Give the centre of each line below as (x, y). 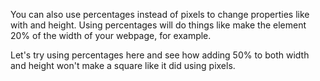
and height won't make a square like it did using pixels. (123, 65)
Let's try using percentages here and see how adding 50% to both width (160, 55)
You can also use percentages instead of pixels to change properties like (160, 14)
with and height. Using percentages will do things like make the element (158, 25)
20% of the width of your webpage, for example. (111, 35)
